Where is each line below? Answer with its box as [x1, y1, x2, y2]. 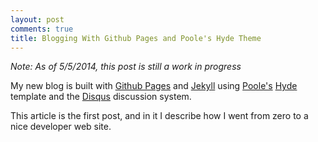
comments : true [10, 24, 74, 34]
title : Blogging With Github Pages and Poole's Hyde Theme [10, 33, 262, 43]
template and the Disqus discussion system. [10, 91, 192, 103]
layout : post [10, 14, 65, 25]
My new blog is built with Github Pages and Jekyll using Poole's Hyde [10, 80, 298, 92]
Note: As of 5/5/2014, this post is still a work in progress [10, 61, 242, 73]
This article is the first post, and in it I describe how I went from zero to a [10, 110, 309, 122]
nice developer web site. [10, 121, 112, 133]
